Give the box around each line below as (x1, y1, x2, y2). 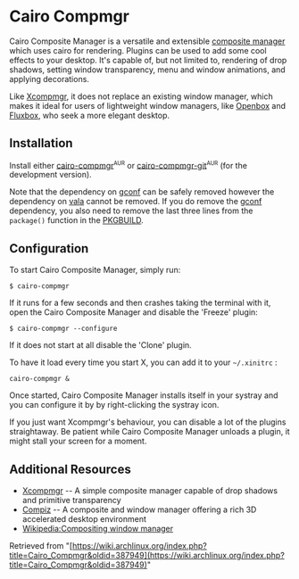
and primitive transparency (21, 495, 122, 506)
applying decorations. (9, 73, 89, 84)
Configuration (9, 241, 89, 256)
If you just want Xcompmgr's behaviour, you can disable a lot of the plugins (9, 417, 287, 427)
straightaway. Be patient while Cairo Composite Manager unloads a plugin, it (9, 426, 290, 437)
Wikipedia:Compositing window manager (21, 524, 174, 534)
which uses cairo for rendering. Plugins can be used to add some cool (9, 45, 267, 55)
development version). (9, 170, 92, 180)
